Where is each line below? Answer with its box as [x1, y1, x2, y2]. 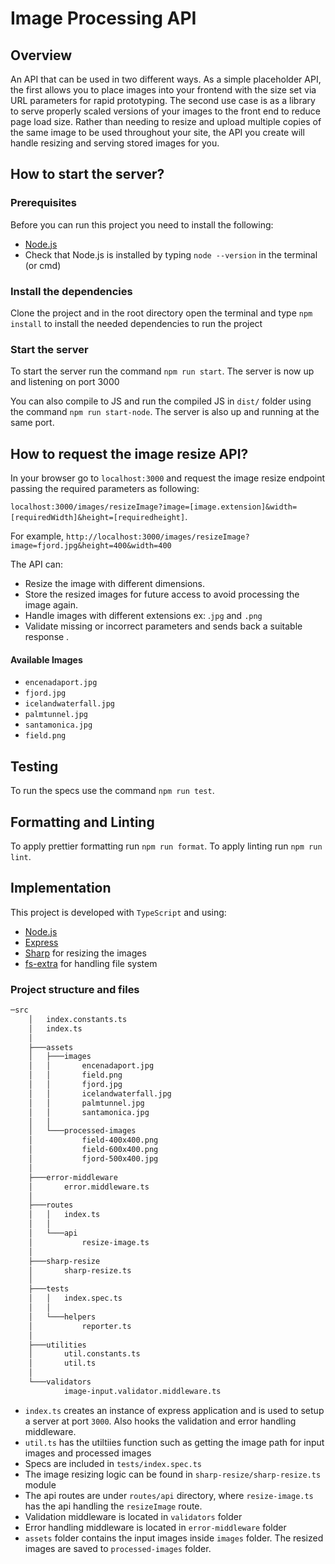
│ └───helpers [28, 1312, 97, 1322]
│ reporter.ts [28, 1321, 132, 1331]
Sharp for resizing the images [24, 947, 147, 959]
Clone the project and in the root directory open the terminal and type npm [10, 307, 313, 319]
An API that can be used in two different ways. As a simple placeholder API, [10, 73, 322, 85]
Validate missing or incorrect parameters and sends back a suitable [24, 620, 303, 632]
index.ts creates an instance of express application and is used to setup [24, 1404, 325, 1416]
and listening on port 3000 [10, 376, 120, 388]
